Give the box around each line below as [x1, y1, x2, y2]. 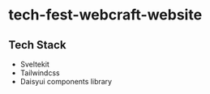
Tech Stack [8, 38, 66, 52]
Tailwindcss [19, 68, 60, 78]
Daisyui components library [19, 77, 112, 86]
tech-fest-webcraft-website [8, 6, 203, 24]
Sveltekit [19, 59, 50, 69]
